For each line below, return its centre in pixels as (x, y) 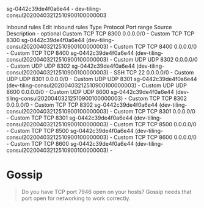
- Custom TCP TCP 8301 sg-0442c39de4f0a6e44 (70, 118)
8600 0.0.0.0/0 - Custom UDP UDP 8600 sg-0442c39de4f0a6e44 (90, 92)
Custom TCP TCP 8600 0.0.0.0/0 (155, 137)
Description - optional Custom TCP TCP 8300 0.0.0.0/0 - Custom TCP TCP (100, 34)
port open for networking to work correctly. (76, 198)
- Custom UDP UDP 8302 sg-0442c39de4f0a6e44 (71, 66)
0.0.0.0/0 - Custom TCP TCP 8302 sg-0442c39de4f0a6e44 (82, 105)
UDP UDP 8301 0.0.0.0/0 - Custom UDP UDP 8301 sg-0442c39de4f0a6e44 (102, 79)
